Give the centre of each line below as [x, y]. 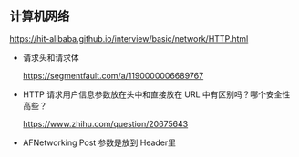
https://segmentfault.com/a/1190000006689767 [113, 75]
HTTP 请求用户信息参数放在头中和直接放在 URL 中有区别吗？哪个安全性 [156, 94]
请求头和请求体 [51, 57]
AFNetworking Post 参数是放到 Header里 [99, 142]
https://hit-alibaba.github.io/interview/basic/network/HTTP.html [129, 38]
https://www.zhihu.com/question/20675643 [105, 123]
